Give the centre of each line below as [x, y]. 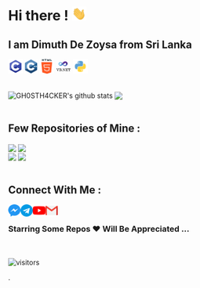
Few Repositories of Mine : [75, 129]
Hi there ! [38, 16]
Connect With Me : [55, 190]
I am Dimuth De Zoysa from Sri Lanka [100, 44]
